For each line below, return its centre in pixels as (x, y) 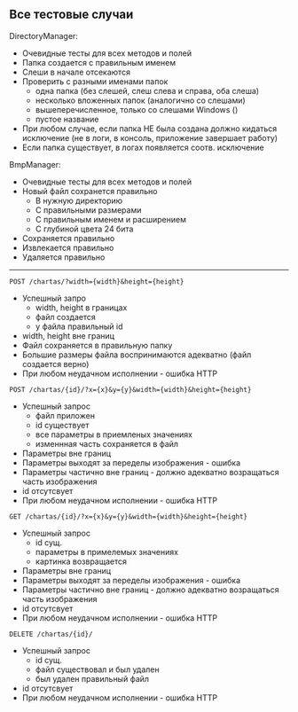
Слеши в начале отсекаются (76, 72)
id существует (62, 425)
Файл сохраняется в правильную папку (97, 345)
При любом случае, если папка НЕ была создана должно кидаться (149, 129)
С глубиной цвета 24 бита (84, 229)
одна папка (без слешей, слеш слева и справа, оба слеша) (147, 90)
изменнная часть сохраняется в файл (107, 443)
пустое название (67, 119)
